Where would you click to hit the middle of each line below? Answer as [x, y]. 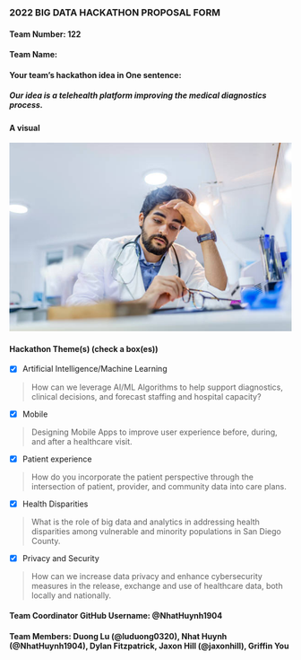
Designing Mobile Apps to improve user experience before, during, [154, 432]
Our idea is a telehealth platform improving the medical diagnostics [138, 95]
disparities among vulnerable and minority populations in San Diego [156, 531]
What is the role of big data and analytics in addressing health [145, 522]
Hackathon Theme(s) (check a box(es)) [84, 348]
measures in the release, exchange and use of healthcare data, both [157, 585]
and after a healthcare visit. [82, 441]
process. [26, 105]
